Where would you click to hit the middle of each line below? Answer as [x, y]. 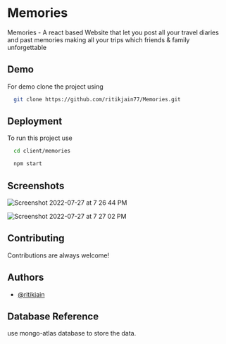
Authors [26, 278]
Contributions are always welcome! [58, 255]
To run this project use [40, 138]
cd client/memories [42, 151]
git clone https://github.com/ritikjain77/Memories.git [97, 99]
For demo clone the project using [55, 87]
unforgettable [27, 47]
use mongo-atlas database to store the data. [72, 333]
